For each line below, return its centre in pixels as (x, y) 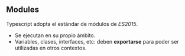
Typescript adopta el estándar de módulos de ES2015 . (72, 24)
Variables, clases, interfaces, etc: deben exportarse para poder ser (97, 41)
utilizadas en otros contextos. (51, 48)
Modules (23, 10)
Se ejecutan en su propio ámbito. (55, 35)
